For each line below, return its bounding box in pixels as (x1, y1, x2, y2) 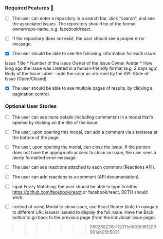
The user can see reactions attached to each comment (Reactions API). (12, 164, 156, 170)
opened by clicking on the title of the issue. (12, 119, 99, 125)
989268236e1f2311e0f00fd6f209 (90, 224, 157, 230)
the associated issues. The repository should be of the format (12, 21, 136, 27)
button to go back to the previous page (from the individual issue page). (12, 215, 157, 220)
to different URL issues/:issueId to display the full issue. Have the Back (12, 209, 154, 215)
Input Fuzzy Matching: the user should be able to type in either (12, 184, 138, 190)
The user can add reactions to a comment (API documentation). (12, 174, 140, 180)
